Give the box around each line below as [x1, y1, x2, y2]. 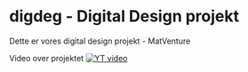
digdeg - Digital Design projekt [9, 6, 240, 27]
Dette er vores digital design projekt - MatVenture [9, 36, 191, 46]
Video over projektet [9, 52, 84, 63]
